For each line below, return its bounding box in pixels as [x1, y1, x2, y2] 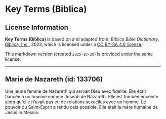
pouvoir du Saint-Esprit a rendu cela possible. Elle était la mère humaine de [5, 104, 158, 110]
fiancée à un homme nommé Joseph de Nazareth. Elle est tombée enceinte [5, 93, 159, 99]
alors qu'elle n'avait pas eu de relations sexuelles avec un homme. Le [5, 99, 147, 105]
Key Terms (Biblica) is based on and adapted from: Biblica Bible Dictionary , [5, 36, 160, 42]
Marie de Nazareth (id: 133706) [5, 75, 103, 83]
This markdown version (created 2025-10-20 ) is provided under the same [5, 51, 153, 57]
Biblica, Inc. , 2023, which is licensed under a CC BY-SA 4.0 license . [5, 41, 143, 47]
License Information [5, 23, 68, 32]
